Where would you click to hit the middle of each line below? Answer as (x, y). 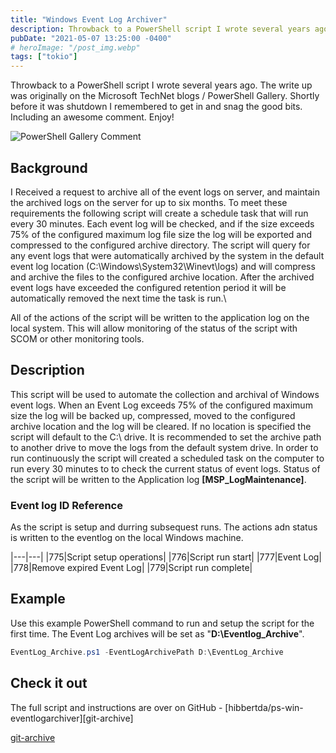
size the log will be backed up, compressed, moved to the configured (153, 415)
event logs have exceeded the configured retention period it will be (148, 287)
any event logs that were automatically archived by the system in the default (167, 255)
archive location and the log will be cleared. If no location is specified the (161, 426)
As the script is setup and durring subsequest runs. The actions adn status (164, 527)
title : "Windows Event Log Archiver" (89, 19)
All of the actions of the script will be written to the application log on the (160, 317)
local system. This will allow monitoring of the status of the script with (154, 328)
